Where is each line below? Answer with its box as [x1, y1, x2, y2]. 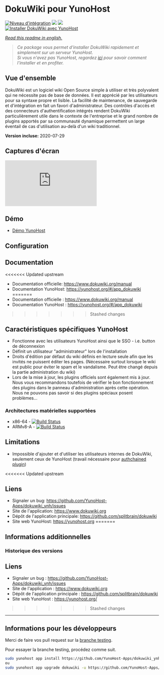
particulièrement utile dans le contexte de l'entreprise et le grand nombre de [5, 113, 159, 119]
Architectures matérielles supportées [5, 407, 96, 414]
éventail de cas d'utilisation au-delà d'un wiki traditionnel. [5, 123, 121, 129]
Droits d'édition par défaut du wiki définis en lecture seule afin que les [12, 354, 153, 359]
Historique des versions [5, 547, 63, 554]
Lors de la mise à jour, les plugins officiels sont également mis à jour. [12, 375, 150, 380]
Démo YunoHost [12, 228, 45, 233]
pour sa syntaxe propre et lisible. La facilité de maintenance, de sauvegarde [5, 97, 158, 103]
